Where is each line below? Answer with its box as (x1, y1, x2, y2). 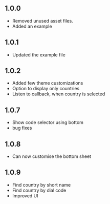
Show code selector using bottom (12, 119, 84, 126)
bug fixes (12, 125, 32, 131)
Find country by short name (12, 181, 71, 188)
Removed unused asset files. (12, 17, 74, 24)
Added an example (12, 23, 52, 29)
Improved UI (12, 192, 38, 199)
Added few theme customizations (12, 80, 83, 86)
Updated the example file (12, 51, 66, 58)
